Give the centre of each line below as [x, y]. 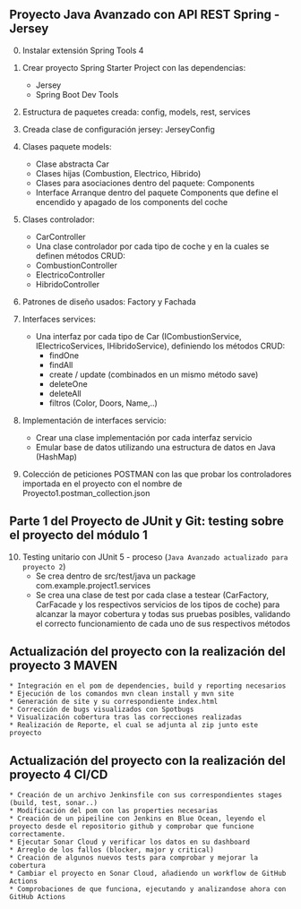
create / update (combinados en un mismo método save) [154, 374]
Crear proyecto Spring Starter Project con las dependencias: [134, 67]
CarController [61, 236]
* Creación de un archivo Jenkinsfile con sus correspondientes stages [146, 795]
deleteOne [68, 383]
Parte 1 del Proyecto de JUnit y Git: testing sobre [146, 522]
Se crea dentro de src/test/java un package [116, 576]
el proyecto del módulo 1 [78, 535]
